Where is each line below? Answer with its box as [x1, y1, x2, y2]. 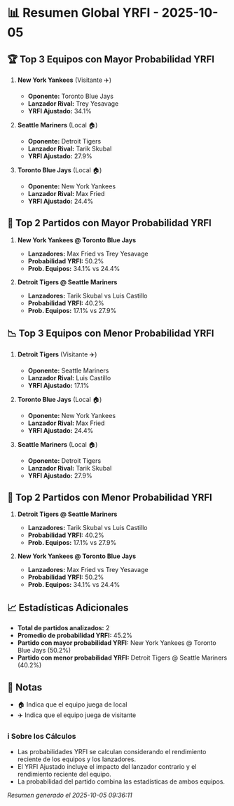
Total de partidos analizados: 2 [17, 624, 110, 632]
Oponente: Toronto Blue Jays [27, 92, 114, 100]
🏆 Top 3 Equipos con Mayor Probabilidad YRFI [7, 53, 215, 65]
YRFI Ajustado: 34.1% [27, 107, 92, 115]
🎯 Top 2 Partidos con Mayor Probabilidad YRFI [7, 217, 212, 229]
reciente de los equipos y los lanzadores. [17, 755, 137, 763]
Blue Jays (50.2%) [17, 646, 71, 655]
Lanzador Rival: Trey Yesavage [27, 99, 119, 108]
